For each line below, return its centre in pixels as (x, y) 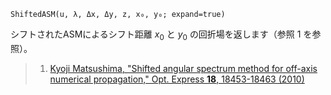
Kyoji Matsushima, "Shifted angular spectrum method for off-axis (183, 68)
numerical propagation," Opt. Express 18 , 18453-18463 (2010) (177, 79)
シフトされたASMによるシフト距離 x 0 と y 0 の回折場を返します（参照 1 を (161, 35)
